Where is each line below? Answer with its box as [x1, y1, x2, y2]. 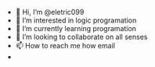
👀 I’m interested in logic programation [15, 16, 137, 25]
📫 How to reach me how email [15, 41, 116, 50]
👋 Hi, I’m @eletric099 [15, 8, 85, 16]
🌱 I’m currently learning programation [15, 24, 137, 33]
